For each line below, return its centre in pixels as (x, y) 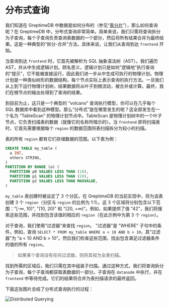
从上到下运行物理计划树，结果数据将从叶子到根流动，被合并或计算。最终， (82, 86)
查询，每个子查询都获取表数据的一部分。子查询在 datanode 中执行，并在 (88, 272)
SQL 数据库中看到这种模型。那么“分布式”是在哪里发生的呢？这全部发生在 (80, 109)
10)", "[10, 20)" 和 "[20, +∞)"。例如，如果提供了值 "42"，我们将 (92, 209)
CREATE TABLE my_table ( (31, 148)
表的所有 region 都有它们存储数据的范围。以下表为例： (62, 139)
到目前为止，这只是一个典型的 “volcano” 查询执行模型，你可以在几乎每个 (80, 103)
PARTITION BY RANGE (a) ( (32, 167)
